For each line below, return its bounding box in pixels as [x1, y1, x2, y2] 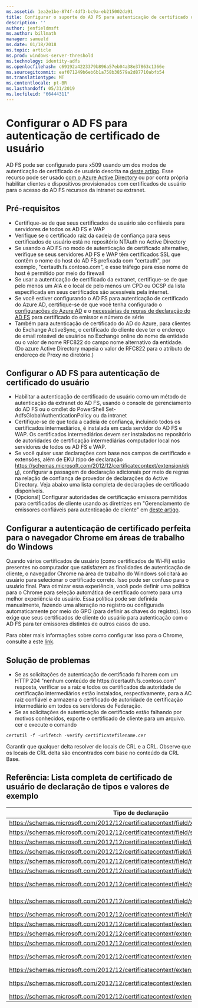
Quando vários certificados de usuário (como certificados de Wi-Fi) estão [6, 558, 186, 565]
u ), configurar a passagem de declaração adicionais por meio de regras [14, 468, 189, 476]
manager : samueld [6, 36, 49, 42]
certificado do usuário [6, 377, 90, 387]
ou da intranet [93, 412, 127, 419]
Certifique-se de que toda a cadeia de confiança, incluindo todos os [14, 418, 181, 426]
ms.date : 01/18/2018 [6, 42, 57, 48]
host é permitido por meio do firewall [14, 270, 105, 277]
